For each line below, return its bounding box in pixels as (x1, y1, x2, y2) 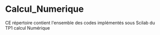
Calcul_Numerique (5, 3, 84, 15)
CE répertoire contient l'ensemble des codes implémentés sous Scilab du (5, 20, 155, 26)
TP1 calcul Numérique (5, 25, 50, 31)
